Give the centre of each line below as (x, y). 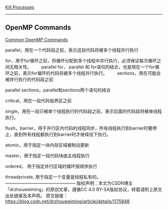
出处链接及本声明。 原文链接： (36, 195)
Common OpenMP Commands (37, 39)
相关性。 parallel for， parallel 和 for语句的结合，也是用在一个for (84, 66)
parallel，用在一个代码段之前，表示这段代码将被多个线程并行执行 (72, 50)
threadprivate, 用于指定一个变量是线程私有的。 (53, 176)
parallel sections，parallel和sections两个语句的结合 (58, 90)
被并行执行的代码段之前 (29, 79)
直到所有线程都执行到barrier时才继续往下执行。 (62, 134)
